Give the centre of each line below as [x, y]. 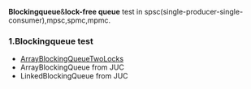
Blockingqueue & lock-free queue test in [76, 12]
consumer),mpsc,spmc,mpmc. [60, 20]
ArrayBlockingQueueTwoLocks [72, 59]
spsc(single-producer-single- [194, 12]
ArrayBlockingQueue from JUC [72, 67]
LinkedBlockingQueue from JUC [74, 76]
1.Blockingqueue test [51, 41]
